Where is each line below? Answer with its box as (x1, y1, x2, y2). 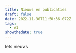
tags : (5, 21, 16, 26)
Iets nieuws (5, 44, 28, 49)
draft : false (5, 12, 32, 17)
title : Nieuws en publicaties (5, 7, 67, 12)
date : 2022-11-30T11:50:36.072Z (5, 16, 71, 21)
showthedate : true (5, 30, 43, 35)
